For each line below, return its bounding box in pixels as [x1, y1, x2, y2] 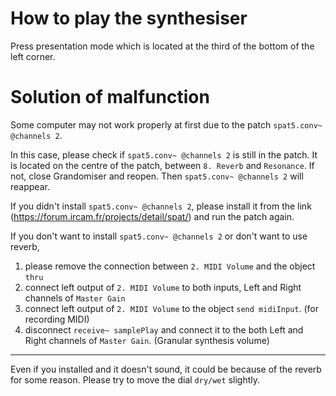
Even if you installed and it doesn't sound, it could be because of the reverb [10, 363, 322, 375]
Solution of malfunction [10, 86, 210, 109]
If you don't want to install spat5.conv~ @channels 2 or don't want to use [10, 230, 308, 242]
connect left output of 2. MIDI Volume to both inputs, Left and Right [24, 281, 302, 293]
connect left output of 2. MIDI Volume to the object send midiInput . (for [24, 302, 320, 314]
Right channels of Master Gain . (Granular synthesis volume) [24, 334, 270, 346]
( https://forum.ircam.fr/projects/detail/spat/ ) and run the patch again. [10, 210, 295, 222]
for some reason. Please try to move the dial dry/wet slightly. [10, 373, 261, 386]
